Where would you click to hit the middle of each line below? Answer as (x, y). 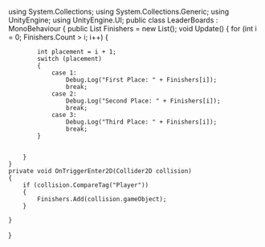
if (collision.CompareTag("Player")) (86, 185)
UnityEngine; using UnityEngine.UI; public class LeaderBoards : (113, 20)
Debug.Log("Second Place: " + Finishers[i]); (143, 101)
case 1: (64, 73)
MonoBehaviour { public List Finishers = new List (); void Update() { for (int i (132, 28)
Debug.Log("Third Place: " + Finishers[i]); (141, 122)
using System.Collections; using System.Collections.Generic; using (119, 12)
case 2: (64, 94)
